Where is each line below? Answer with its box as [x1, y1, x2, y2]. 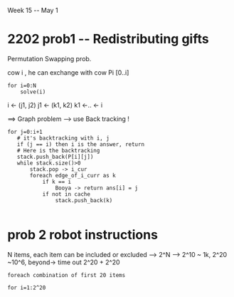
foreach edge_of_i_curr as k [29, 172, 116, 179]
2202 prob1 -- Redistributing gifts [7, 31, 209, 47]
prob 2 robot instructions [7, 227, 159, 243]
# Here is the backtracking [16, 147, 100, 154]
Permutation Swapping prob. [7, 54, 92, 63]
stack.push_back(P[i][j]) [16, 153, 94, 160]
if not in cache [42, 190, 91, 198]
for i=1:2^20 [7, 284, 46, 291]
